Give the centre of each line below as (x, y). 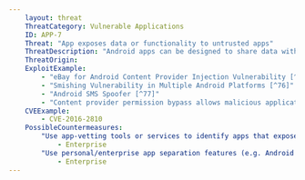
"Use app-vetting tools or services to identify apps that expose (170, 136)
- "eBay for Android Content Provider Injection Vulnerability (163, 77)
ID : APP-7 (44, 35)
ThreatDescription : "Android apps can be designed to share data (152, 52)
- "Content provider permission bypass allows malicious (151, 102)
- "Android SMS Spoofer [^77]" (101, 94)
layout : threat (54, 18)
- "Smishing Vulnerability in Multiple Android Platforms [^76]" (168, 85)
